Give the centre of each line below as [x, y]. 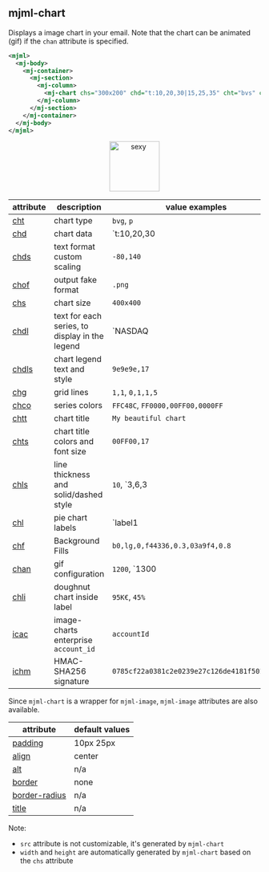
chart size [72, 303]
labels [65, 528]
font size [70, 451]
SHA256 [70, 671]
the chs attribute [46, 861]
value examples [196, 207]
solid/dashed [78, 495]
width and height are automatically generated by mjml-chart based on [135, 852]
